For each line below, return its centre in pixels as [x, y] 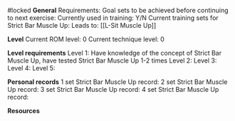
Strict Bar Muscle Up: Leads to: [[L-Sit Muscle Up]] [82, 25]
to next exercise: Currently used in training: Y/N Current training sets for [113, 18]
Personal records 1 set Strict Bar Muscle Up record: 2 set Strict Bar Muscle [117, 82]
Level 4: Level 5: [31, 68]
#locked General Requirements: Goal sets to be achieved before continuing [118, 10]
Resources [24, 111]
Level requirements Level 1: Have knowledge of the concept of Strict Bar [115, 53]
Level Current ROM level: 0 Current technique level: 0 [86, 39]
